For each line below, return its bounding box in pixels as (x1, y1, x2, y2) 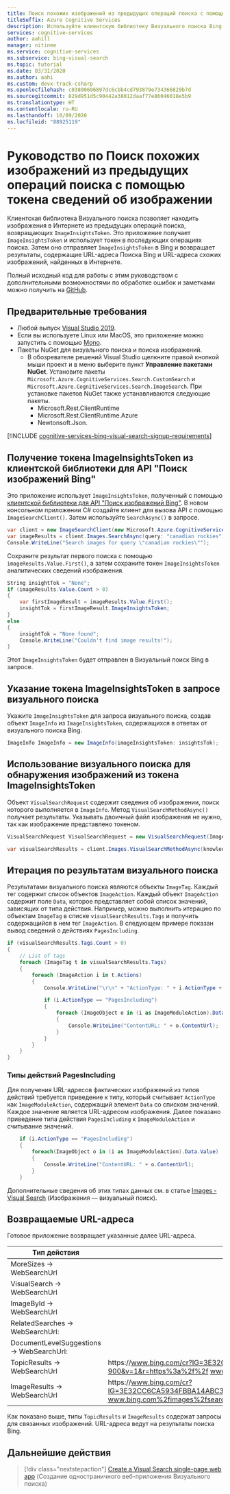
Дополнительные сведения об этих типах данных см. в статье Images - (7, 1186, 217, 1194)
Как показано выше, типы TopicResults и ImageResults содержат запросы (7, 1412, 222, 1421)
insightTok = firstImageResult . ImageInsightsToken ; (19, 605, 170, 612)
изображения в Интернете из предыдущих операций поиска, (7, 221, 186, 230)
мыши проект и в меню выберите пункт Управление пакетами (27, 361, 213, 369)
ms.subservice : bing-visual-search (7, 55, 109, 62)
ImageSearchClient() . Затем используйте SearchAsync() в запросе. (7, 514, 200, 522)
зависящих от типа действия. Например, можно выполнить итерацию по (7, 904, 221, 913)
